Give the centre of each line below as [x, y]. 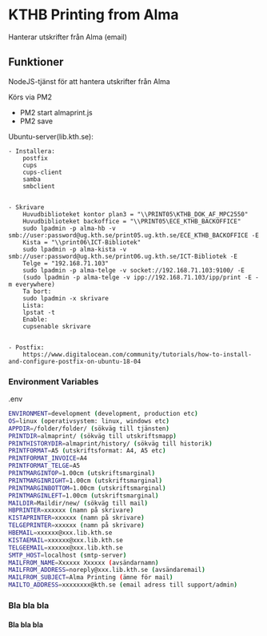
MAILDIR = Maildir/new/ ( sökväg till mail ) [78, 503]
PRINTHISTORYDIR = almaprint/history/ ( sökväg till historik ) [111, 443]
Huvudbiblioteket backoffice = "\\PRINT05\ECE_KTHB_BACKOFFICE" [132, 221]
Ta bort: [37, 291]
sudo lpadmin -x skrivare [66, 298]
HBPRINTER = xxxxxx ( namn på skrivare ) [71, 510]
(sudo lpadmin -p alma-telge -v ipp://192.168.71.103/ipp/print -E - [141, 277]
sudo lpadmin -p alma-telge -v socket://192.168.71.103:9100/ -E [134, 270]
